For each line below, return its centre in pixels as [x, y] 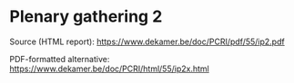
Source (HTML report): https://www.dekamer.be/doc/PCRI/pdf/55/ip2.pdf [147, 41]
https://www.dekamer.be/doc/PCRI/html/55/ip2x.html [109, 69]
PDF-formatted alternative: [60, 59]
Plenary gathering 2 [86, 17]
